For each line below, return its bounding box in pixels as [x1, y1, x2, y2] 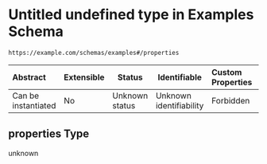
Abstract [12, 72, 46, 83]
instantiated [12, 100, 56, 111]
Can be [12, 90, 40, 101]
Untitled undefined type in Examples [8, 6, 254, 24]
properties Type [8, 127, 90, 141]
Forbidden [211, 95, 250, 106]
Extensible [63, 72, 105, 83]
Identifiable [157, 72, 203, 83]
